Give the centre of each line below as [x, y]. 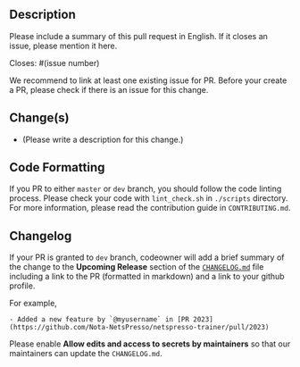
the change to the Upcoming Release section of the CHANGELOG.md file [137, 267]
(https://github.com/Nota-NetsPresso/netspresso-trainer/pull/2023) [139, 328]
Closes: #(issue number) [54, 63]
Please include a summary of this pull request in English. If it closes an [138, 36]
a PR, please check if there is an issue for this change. [109, 89]
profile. [22, 286]
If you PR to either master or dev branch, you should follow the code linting [146, 189]
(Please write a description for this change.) [103, 139]
